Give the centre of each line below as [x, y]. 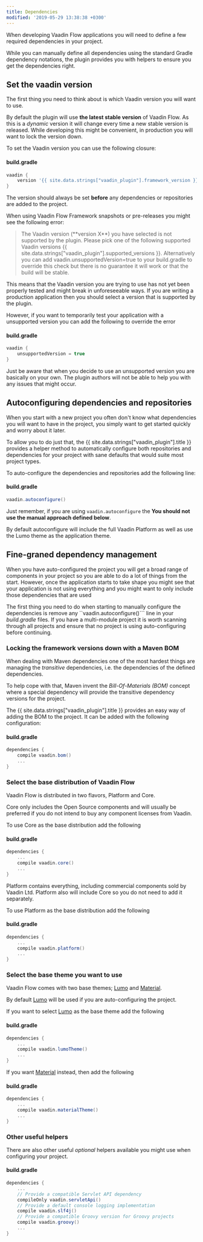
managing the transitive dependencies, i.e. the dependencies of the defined [101, 667]
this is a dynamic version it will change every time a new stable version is [97, 124]
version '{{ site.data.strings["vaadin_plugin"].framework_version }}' [109, 181]
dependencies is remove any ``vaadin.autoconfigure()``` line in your [90, 613]
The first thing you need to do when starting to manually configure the [94, 606]
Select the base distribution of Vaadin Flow [71, 782]
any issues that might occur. [41, 384]
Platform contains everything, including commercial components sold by [96, 885]
